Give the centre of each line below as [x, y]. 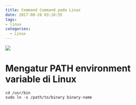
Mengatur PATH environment [68, 69]
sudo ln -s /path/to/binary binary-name [49, 97]
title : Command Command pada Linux [43, 10]
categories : [18, 29]
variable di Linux [41, 79]
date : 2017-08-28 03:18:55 [34, 15]
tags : [11, 19]
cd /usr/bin [18, 93]
